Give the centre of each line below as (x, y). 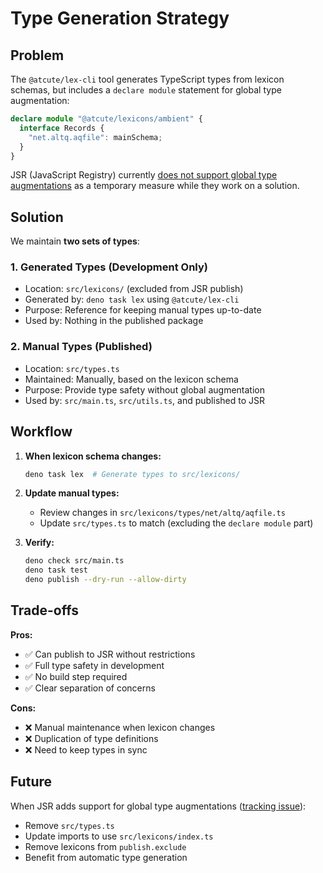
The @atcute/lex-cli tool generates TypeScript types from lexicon (147, 79)
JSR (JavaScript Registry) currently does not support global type (144, 175)
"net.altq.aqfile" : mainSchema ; (95, 137)
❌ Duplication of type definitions (91, 738)
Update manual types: (72, 493)
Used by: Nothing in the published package (114, 321)
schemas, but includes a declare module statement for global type (146, 90)
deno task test (56, 570)
